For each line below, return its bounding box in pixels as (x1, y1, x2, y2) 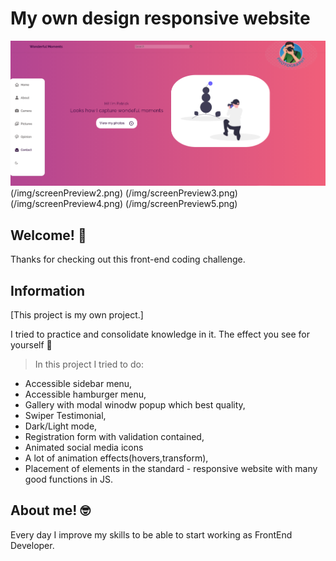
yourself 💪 (10, 339, 53, 351)
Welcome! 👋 (10, 227, 87, 244)
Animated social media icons (24, 442, 144, 454)
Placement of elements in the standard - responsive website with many (24, 463, 318, 475)
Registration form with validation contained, (24, 431, 205, 443)
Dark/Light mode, (24, 420, 98, 432)
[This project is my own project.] (10, 309, 144, 321)
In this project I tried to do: (34, 358, 144, 371)
